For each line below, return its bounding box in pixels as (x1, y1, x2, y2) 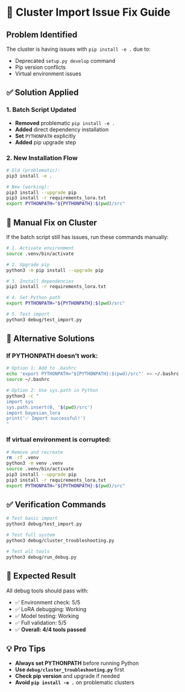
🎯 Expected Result (6, 571, 77, 581)
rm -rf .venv (6, 455, 39, 461)
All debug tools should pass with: (6, 587, 89, 594)
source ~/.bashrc (6, 377, 50, 383)
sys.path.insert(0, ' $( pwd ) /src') (6, 404, 93, 410)
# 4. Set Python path (6, 295, 61, 301)
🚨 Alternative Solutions (6, 333, 95, 344)
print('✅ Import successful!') (6, 415, 86, 421)
